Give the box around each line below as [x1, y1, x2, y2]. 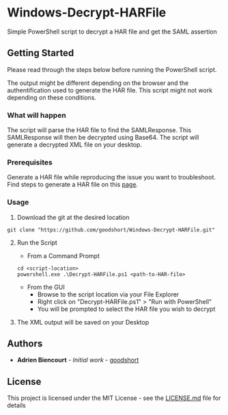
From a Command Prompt [27, 251, 100, 260]
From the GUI [27, 283, 65, 291]
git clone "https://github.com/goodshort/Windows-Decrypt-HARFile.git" [7, 226, 215, 234]
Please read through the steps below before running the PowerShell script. [7, 65, 217, 73]
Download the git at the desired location [16, 213, 130, 221]
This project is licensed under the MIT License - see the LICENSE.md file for [7, 394, 221, 402]
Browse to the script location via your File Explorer [37, 290, 180, 299]
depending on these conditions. [7, 93, 97, 101]
